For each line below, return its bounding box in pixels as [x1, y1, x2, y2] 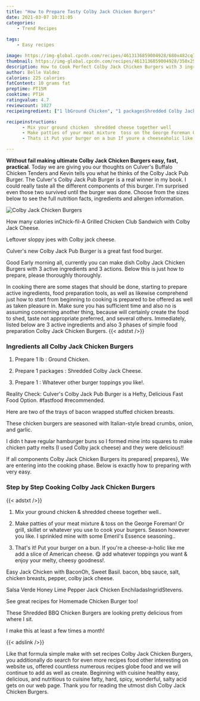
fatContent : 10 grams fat [6, 80, 70, 86]
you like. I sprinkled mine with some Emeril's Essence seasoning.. [14, 532, 176, 540]
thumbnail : [6, 58, 33, 64]
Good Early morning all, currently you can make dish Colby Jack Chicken [6, 259, 185, 266]
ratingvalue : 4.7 [6, 97, 49, 103]
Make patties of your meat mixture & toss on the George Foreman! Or [14, 519, 185, 527]
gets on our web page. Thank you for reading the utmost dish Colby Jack [6, 681, 186, 688]
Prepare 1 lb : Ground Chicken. [14, 356, 90, 363]
